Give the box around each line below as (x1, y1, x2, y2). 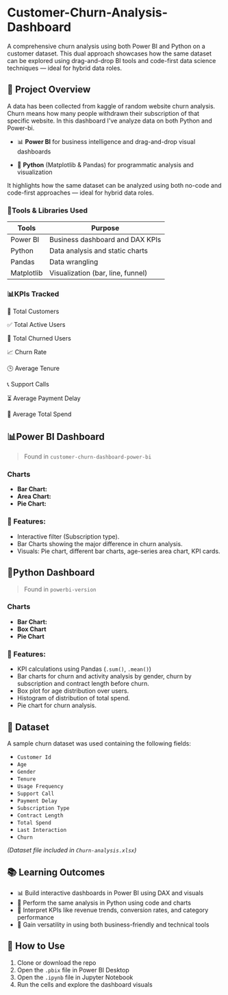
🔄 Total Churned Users (7, 334, 72, 343)
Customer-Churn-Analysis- (7, 5, 168, 21)
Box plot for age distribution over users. (16, 687, 129, 695)
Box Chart (16, 625, 47, 633)
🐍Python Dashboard (7, 567, 95, 578)
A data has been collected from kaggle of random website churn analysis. (7, 101, 216, 110)
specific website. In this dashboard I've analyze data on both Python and (7, 116, 212, 125)
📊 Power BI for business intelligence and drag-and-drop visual (16, 137, 196, 145)
